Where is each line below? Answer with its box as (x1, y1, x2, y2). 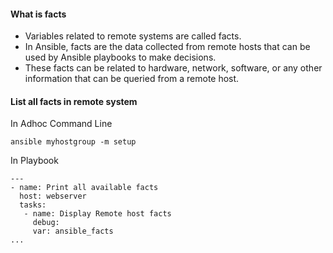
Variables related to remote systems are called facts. (24, 30, 242, 42)
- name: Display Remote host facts (23, 209, 172, 219)
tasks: (19, 200, 47, 210)
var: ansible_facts (32, 226, 114, 237)
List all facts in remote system (10, 95, 138, 107)
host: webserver (19, 191, 87, 202)
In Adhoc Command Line (10, 118, 113, 130)
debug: (32, 218, 60, 228)
